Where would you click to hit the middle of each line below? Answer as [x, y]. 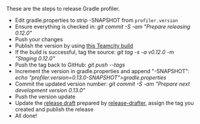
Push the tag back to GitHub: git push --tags [70, 65]
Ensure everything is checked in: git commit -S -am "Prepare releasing [102, 27]
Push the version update [45, 96]
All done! [26, 116]
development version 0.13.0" [50, 90]
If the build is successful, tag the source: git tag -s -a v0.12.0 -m [94, 52]
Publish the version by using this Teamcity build [74, 46]
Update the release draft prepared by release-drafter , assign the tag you [104, 103]
